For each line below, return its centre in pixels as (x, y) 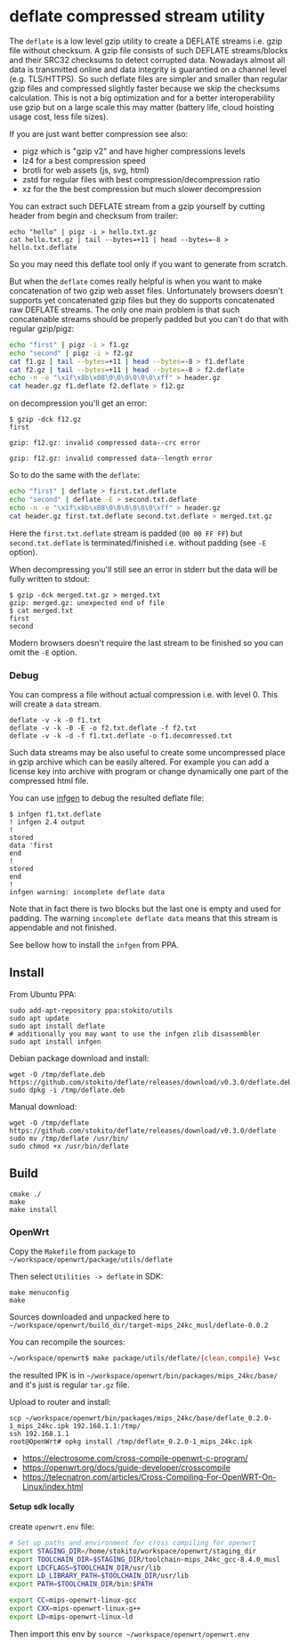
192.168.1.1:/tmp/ (107, 1426)
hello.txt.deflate (43, 247)
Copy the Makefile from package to (73, 1251)
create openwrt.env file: (52, 1526)
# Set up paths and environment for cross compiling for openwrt (133, 1543)
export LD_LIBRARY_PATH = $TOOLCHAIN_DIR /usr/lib (99, 1576)
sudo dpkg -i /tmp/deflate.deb (67, 1090)
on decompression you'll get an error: (78, 403)
